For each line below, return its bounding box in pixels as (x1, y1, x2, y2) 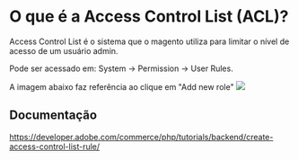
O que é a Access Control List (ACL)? (9, 6, 289, 27)
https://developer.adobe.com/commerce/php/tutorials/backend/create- (9, 131, 274, 142)
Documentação (9, 108, 97, 123)
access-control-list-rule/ (9, 141, 101, 152)
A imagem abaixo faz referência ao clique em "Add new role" (9, 81, 235, 92)
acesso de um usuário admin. (9, 45, 118, 56)
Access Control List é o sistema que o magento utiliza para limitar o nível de (9, 36, 290, 47)
